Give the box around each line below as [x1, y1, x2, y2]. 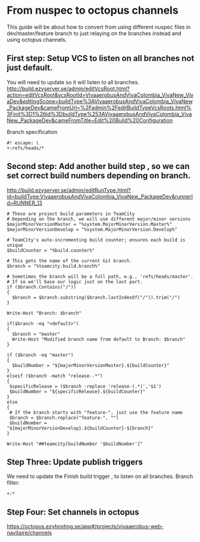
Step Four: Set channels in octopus [7, 507, 139, 517]
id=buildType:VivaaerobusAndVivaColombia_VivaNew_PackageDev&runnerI [7, 192, 193, 200]
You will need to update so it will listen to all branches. [7, 78, 139, 85]
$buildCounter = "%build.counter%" [7, 247, 95, 253]
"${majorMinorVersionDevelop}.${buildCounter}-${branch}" [7, 425, 154, 431]
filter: [7, 479, 20, 486]
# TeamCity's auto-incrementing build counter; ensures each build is [7, 237, 186, 243]
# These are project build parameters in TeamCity [7, 210, 135, 217]
